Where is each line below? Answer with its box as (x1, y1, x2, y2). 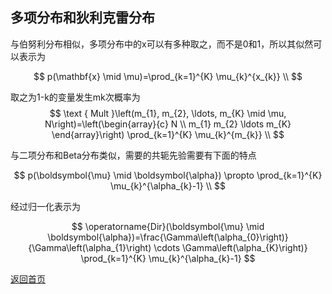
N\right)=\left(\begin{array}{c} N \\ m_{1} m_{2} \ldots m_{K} (44, 118, 292, 130)
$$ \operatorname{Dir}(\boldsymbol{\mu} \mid (71, 220, 265, 232)
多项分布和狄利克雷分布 (10, 9, 155, 27)
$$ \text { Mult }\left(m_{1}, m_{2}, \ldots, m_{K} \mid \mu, (49, 107, 287, 119)
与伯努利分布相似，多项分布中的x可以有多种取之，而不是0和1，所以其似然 (10, 38, 314, 50)
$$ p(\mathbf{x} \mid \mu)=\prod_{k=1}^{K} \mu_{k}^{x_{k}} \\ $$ (33, 70, 303, 82)
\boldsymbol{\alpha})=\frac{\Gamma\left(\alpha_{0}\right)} (47, 231, 289, 243)
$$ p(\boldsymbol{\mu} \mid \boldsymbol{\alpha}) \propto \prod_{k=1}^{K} (13, 169, 323, 181)
